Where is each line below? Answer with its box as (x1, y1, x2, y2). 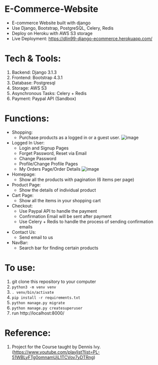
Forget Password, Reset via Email (19, 150, 87, 156)
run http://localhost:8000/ (11, 310, 64, 316)
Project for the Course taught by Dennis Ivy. (11, 344, 101, 350)
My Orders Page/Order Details (19, 166, 81, 172)
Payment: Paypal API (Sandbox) (11, 95, 77, 101)
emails (19, 224, 33, 229)
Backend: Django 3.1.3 (11, 69, 57, 75)
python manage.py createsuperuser (11, 306, 83, 311)
